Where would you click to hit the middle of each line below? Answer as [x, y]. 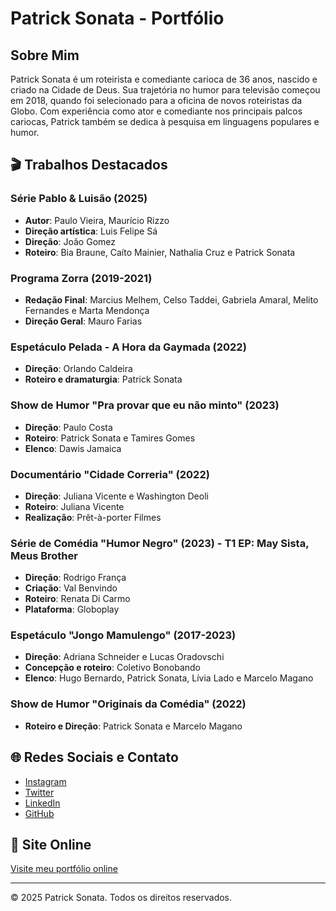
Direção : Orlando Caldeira [78, 369]
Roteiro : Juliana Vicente [74, 506]
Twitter [39, 792]
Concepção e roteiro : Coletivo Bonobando [113, 668]
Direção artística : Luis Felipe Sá [91, 231]
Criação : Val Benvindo [71, 588]
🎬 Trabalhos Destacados [89, 165]
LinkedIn [42, 803]
